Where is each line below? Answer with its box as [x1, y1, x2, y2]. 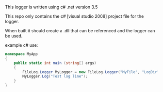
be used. [5, 33, 23, 39]
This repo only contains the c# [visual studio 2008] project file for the [5, 13, 144, 19]
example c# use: [5, 42, 38, 48]
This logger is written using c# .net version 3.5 [5, 4, 98, 10]
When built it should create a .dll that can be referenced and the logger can [5, 28, 155, 33]
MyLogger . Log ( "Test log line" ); [22, 74, 88, 79]
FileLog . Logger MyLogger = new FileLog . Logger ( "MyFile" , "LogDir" [22, 69, 160, 74]
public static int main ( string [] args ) [14, 60, 97, 66]
